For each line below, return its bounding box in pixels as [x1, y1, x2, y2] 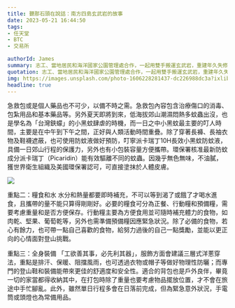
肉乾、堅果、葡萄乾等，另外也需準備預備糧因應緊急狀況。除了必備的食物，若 [7, 217, 228, 225]
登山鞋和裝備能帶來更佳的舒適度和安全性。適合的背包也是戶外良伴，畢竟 [19, 267, 228, 275]
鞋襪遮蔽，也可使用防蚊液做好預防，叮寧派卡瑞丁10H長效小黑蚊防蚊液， [19, 136, 227, 145]
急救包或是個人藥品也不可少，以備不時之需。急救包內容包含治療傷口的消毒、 [7, 101, 228, 110]
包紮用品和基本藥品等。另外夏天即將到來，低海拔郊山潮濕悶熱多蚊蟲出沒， [7, 110, 222, 119]
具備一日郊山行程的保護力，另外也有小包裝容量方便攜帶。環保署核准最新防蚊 [7, 145, 228, 154]
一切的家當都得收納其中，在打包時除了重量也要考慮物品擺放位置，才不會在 [7, 276, 222, 284]
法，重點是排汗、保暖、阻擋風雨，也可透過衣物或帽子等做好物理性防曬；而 [7, 258, 222, 267]
